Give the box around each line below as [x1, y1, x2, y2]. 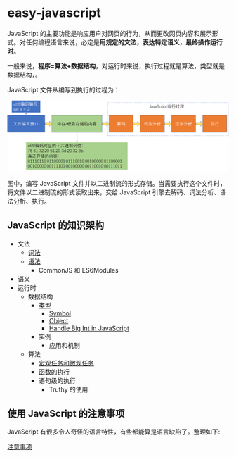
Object [48, 316, 69, 325]
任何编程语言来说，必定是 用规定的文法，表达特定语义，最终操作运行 [25, 37, 223, 46]
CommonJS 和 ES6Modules [38, 265, 119, 274]
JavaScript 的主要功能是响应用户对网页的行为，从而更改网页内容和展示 [7, 29, 213, 37]
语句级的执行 [38, 376, 76, 384]
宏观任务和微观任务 [38, 358, 95, 367]
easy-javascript [7, 5, 102, 21]
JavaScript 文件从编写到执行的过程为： [7, 85, 121, 94]
